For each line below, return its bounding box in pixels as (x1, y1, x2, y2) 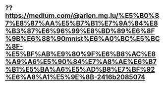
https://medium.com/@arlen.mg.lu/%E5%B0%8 (5, 12, 160, 20)
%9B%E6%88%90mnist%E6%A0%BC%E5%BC (5, 34, 160, 43)
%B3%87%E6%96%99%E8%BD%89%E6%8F (5, 27, 155, 35)
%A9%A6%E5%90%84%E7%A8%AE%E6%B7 (5, 57, 157, 66)
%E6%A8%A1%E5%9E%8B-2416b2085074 (5, 73, 145, 82)
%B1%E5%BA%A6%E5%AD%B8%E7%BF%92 (5, 65, 155, 74)
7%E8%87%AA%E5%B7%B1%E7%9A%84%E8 (5, 19, 158, 28)
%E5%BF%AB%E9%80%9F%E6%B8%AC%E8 (5, 50, 156, 58)
